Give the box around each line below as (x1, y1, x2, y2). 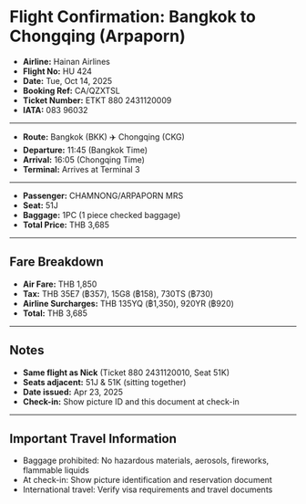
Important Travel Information (9, 431, 178, 446)
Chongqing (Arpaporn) (9, 26, 187, 47)
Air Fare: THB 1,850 (22, 278, 97, 289)
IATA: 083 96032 (22, 104, 88, 115)
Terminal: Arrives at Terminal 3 (22, 163, 140, 174)
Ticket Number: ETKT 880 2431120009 (22, 94, 172, 106)
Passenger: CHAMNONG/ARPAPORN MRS (22, 190, 184, 201)
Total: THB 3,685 (22, 308, 88, 319)
